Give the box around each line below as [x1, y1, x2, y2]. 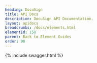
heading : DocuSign [5, 7, 43, 12]
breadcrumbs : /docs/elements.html [5, 25, 76, 30]
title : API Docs [5, 12, 38, 17]
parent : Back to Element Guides [5, 35, 71, 40]
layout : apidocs [5, 21, 38, 26]
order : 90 [5, 39, 26, 44]
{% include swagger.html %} [5, 52, 64, 58]
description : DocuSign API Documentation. [5, 16, 94, 21]
